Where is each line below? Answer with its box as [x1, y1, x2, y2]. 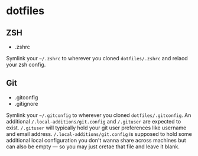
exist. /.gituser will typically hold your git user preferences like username [6, 124, 187, 131]
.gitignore [14, 100, 38, 107]
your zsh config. [6, 61, 46, 68]
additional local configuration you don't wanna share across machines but [6, 136, 186, 144]
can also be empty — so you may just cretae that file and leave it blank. [6, 143, 180, 150]
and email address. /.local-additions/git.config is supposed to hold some [6, 130, 192, 137]
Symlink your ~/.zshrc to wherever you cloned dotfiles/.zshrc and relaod [6, 55, 188, 61]
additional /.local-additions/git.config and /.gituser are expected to [6, 118, 181, 125]
